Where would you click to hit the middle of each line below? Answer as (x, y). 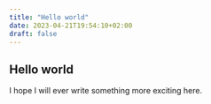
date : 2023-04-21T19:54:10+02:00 (71, 26)
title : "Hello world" (49, 17)
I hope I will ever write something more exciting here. (106, 91)
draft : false (33, 33)
